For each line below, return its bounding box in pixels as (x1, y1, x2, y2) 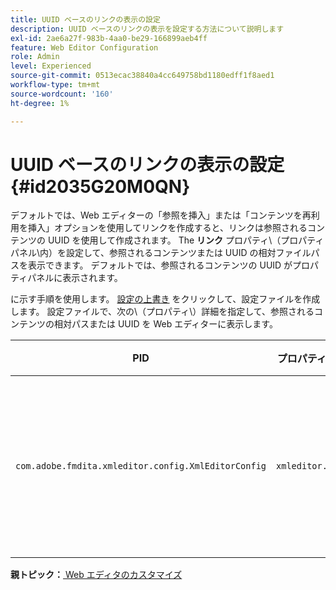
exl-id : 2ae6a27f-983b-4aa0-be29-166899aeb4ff (10, 33, 208, 43)
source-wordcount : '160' (10, 89, 114, 99)
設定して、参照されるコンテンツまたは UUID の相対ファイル (66, 247, 312, 259)
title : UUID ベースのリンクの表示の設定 (10, 14, 161, 25)
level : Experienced (10, 61, 92, 71)
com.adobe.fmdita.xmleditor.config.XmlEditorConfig (15, 461, 267, 472)
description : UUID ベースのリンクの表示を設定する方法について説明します (10, 24, 285, 34)
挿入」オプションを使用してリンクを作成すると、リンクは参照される (27, 222, 308, 234)
